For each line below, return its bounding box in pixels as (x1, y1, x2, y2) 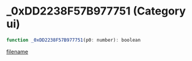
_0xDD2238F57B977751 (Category (6, 4, 186, 18)
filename (6, 48, 29, 55)
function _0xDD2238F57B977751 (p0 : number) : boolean (6, 37, 141, 43)
